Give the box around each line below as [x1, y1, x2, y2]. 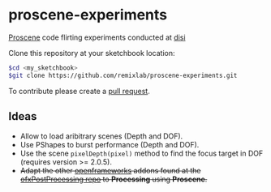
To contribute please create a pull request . [8, 86, 150, 96]
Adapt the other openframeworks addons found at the [19, 165, 201, 175]
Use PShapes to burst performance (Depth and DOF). [19, 139, 200, 149]
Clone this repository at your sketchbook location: [8, 48, 175, 58]
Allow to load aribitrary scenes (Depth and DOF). [19, 131, 183, 141]
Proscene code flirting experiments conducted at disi [8, 32, 186, 42]
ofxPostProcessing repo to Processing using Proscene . [19, 174, 208, 184]
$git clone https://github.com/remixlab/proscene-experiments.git [8, 71, 238, 79]
